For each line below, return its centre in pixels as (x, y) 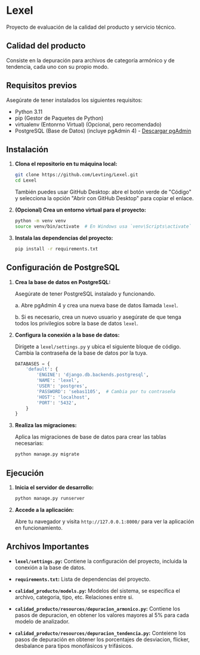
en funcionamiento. (39, 527)
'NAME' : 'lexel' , (58, 381)
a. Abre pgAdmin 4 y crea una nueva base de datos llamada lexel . (96, 305)
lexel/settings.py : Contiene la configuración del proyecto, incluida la (101, 561)
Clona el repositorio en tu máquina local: (66, 164)
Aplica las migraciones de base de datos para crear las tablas (90, 437)
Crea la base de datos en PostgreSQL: (63, 282)
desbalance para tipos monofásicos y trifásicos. (74, 645)
